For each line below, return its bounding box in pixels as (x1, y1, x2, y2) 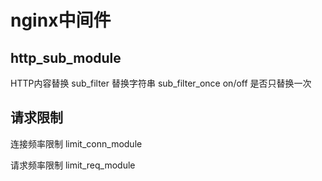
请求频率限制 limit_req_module (10, 159, 136, 171)
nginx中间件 (10, 9, 112, 32)
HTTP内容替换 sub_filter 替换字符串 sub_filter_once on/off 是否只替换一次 (10, 77, 312, 89)
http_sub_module (10, 49, 122, 66)
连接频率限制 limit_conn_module (10, 137, 143, 150)
